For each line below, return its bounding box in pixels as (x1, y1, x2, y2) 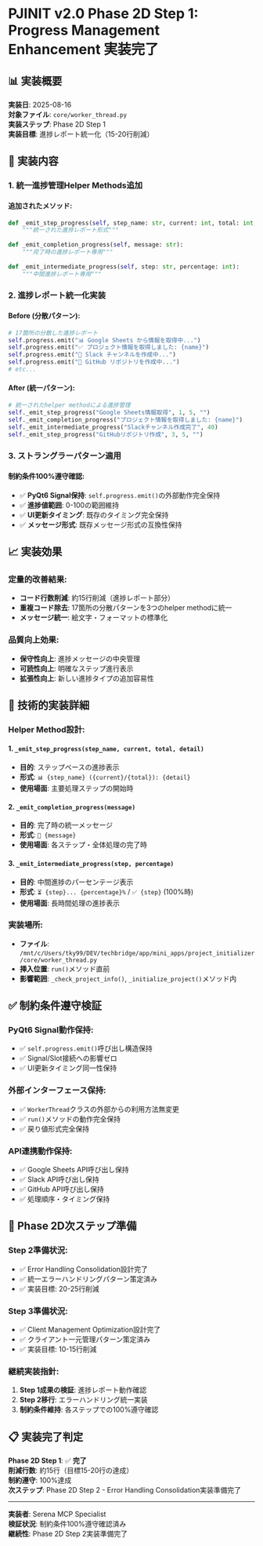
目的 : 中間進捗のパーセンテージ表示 (19, 877, 134, 886)
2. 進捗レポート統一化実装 (8, 290, 106, 301)
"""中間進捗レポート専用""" (22, 270, 102, 278)
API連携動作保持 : (8, 1146, 73, 1157)
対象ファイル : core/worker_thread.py (8, 110, 128, 119)
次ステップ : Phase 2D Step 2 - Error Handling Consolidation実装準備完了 (8, 1486, 241, 1495)
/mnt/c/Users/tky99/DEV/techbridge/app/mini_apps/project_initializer (19, 949, 255, 957)
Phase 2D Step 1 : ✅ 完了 (8, 1456, 88, 1465)
